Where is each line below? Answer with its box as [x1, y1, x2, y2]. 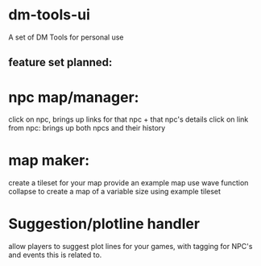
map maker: [8, 152, 90, 170]
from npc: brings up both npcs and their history [8, 123, 166, 133]
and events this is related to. [8, 250, 102, 260]
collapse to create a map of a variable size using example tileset [8, 187, 222, 197]
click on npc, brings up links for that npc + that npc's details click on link [8, 114, 249, 124]
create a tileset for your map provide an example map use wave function [8, 178, 249, 188]
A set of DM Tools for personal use [8, 32, 124, 42]
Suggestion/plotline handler [8, 215, 200, 233]
